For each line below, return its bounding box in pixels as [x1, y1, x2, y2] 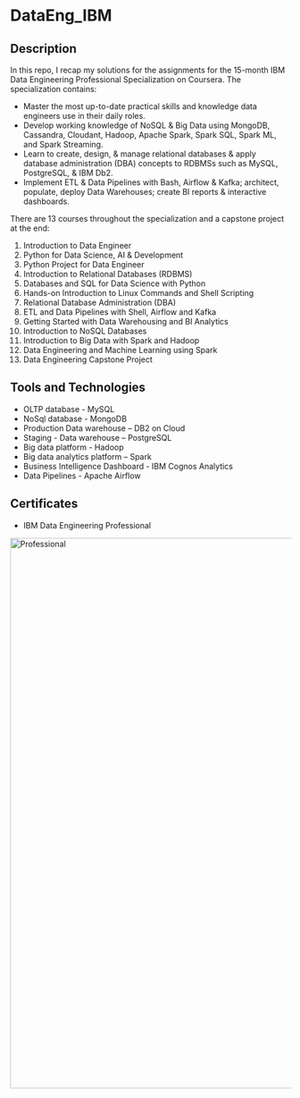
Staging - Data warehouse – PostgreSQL [22, 432, 172, 443]
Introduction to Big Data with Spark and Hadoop [22, 335, 200, 345]
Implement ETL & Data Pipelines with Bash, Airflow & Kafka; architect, [22, 177, 279, 188]
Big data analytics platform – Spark [22, 451, 153, 461]
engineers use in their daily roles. [22, 111, 146, 121]
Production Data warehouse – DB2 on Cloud [22, 422, 186, 434]
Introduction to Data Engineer [22, 241, 132, 250]
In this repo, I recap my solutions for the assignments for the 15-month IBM [10, 64, 286, 75]
